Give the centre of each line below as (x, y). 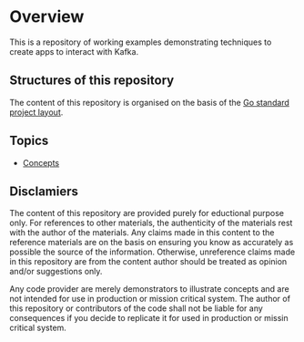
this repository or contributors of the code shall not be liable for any (137, 308)
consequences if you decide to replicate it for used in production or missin (149, 318)
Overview (47, 17)
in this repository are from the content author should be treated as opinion (148, 262)
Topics (29, 141)
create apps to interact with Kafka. (74, 51)
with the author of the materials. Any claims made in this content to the (142, 233)
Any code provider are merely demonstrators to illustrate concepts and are (149, 289)
